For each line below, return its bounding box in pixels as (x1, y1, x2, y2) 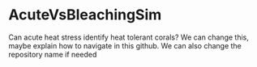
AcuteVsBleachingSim (8, 6, 162, 24)
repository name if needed (8, 49, 97, 59)
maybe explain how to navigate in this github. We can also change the (8, 40, 242, 50)
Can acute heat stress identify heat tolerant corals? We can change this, (8, 32, 249, 42)
